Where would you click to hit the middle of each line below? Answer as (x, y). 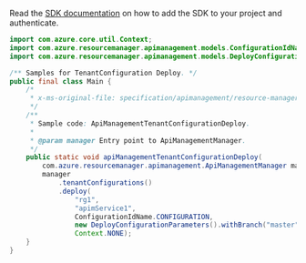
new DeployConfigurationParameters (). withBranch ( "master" (187, 225)
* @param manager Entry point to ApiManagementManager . (138, 140)
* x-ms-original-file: (73, 98)
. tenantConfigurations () (105, 183)
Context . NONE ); (103, 234)
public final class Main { (61, 81)
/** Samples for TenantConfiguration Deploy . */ (103, 73)
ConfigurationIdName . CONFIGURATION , (144, 217)
